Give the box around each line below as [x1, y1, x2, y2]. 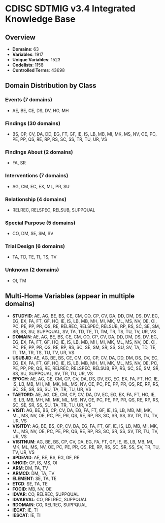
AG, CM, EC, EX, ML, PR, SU [12, 183, 70, 189]
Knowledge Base [5, 13, 76, 25]
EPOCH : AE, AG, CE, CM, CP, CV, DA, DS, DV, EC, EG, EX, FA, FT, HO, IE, [12, 376, 159, 382]
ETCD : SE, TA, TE [12, 481, 48, 486]
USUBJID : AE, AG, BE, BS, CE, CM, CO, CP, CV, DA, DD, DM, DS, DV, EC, [12, 355, 159, 361]
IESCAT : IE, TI [12, 512, 41, 518]
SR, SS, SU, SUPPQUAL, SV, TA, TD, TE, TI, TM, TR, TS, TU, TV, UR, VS [12, 328, 156, 334]
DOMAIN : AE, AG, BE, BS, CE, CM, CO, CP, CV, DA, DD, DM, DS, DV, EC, [12, 334, 159, 340]
